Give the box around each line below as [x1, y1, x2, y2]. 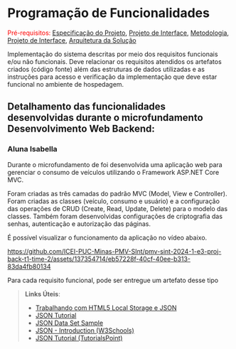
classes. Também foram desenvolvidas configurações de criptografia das [7, 212, 222, 220]
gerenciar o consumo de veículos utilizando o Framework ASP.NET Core [7, 168, 220, 176]
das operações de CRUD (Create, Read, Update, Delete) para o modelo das [7, 204, 228, 213]
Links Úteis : [24, 289, 60, 298]
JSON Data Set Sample [35, 318, 104, 327]
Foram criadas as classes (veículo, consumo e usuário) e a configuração [7, 197, 220, 205]
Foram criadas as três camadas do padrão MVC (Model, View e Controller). [7, 189, 227, 198]
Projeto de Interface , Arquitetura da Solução [7, 36, 136, 44]
